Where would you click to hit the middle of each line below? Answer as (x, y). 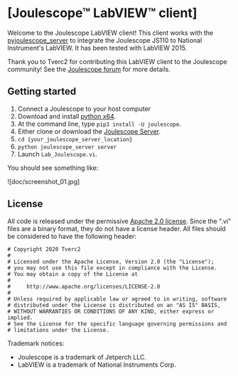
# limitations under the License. (59, 330)
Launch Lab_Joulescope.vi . (58, 154)
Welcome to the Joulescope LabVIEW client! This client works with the (110, 33)
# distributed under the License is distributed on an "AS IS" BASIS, (114, 305)
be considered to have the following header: (72, 236)
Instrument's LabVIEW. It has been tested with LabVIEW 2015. (97, 48)
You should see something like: (53, 168)
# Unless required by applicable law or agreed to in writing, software (117, 299)
